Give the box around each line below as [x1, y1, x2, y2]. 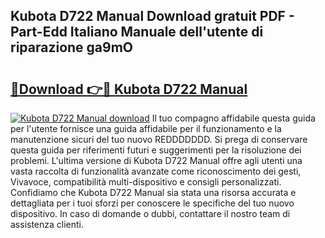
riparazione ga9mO [10, 39, 134, 56]
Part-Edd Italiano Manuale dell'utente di [10, 24, 264, 41]
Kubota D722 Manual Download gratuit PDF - [10, 8, 295, 25]
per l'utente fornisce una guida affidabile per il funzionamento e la [10, 123, 282, 134]
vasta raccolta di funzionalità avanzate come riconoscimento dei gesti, [10, 165, 302, 177]
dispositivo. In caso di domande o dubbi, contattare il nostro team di [10, 208, 291, 219]
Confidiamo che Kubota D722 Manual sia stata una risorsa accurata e [10, 187, 297, 198]
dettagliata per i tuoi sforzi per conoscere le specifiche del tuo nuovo [10, 197, 295, 209]
